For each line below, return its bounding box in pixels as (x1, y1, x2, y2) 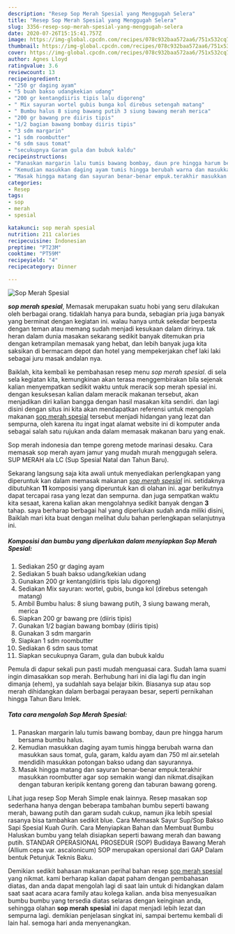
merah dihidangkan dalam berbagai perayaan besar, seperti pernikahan (8, 687, 213, 696)
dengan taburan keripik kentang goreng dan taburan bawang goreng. (17, 780, 218, 789)
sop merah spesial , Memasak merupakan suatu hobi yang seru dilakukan (8, 302, 220, 310)
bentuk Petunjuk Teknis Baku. (8, 853, 93, 861)
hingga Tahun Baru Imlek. (8, 694, 82, 703)
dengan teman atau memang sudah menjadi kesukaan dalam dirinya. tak (8, 324, 216, 333)
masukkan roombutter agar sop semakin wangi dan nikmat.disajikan (17, 773, 214, 781)
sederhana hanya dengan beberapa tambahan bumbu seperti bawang (8, 801, 209, 810)
